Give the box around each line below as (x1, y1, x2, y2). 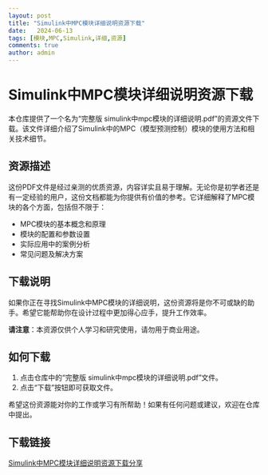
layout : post (8, 11, 52, 20)
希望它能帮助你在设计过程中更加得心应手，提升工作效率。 (22, 307, 211, 317)
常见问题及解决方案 (19, 249, 84, 258)
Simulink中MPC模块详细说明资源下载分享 (8, 458, 144, 468)
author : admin (8, 49, 56, 57)
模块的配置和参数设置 (19, 229, 90, 238)
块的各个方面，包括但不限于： (8, 202, 106, 212)
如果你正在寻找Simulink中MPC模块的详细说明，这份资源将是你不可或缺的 (8, 297, 248, 307)
